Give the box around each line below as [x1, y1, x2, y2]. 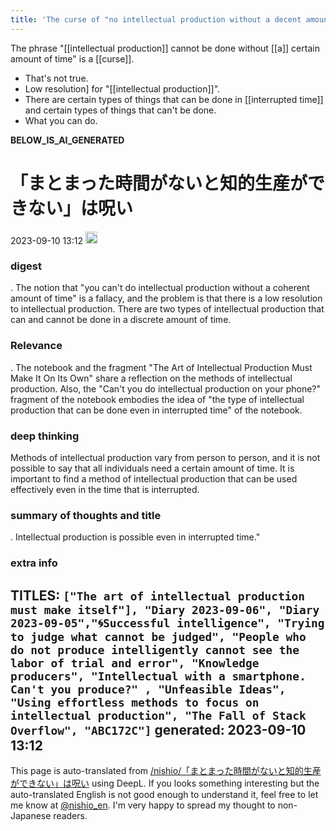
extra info [10, 556, 58, 570]
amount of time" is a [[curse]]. [10, 52, 135, 65]
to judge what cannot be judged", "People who [10, 629, 307, 644]
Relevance [10, 339, 63, 353]
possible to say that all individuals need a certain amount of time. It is [10, 462, 295, 474]
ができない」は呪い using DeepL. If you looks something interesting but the [10, 777, 320, 789]
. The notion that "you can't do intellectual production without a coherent [10, 282, 310, 294]
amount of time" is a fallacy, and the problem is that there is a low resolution [10, 292, 323, 305]
